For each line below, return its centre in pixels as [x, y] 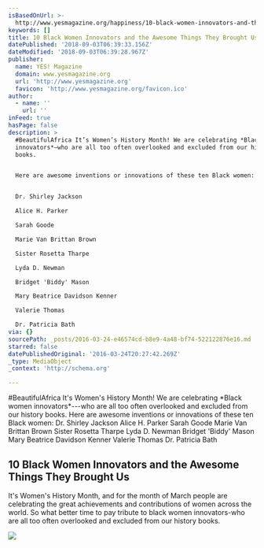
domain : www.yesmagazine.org [63, 74]
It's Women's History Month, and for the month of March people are [118, 495]
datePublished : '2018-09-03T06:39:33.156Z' [81, 45]
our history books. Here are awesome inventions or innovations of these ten [131, 415]
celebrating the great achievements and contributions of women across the [130, 504]
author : [21, 96]
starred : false [33, 346]
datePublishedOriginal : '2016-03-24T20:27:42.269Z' [94, 354]
